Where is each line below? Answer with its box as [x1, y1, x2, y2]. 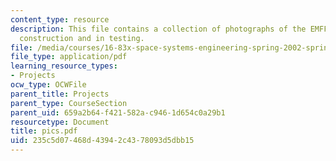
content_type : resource [10, 14, 110, 25]
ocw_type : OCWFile [10, 80, 87, 90]
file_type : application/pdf [10, 52, 128, 62]
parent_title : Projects [10, 89, 110, 99]
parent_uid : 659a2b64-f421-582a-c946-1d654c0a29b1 [10, 107, 226, 118]
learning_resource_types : [10, 61, 118, 71]
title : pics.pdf [10, 126, 78, 136]
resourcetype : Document [10, 117, 110, 127]
